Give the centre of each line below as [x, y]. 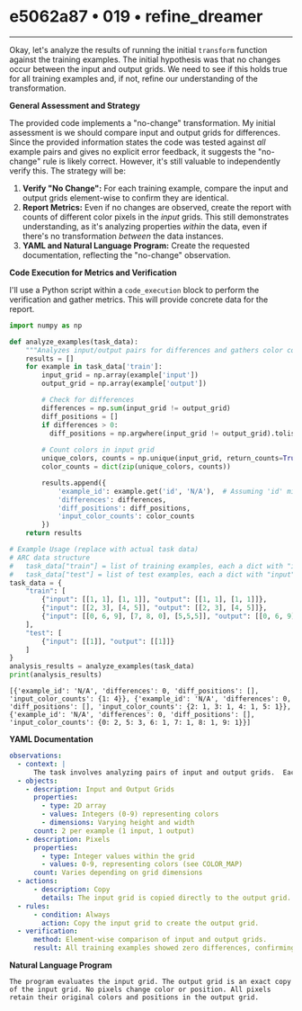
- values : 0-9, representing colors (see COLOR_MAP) [142, 864]
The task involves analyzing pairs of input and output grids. [154, 772]
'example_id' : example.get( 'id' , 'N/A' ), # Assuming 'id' [170, 491]
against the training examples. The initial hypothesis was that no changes [145, 59]
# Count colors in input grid [98, 450]
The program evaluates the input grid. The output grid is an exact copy [151, 982]
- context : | [42, 764]
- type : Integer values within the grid [118, 856]
